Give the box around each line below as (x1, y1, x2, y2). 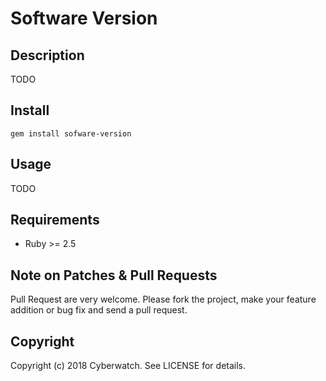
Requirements (10, 212, 100, 229)
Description (10, 47, 85, 64)
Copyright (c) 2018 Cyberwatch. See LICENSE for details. (10, 360, 247, 372)
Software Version (10, 7, 158, 30)
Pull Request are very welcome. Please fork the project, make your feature (10, 293, 317, 306)
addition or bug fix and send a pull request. (10, 304, 188, 316)
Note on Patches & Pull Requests (10, 267, 218, 284)
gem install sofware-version (10, 128, 132, 139)
